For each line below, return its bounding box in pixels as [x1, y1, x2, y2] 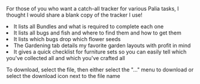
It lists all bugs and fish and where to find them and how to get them [14, 29, 181, 36]
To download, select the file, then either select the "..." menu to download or [6, 66, 194, 73]
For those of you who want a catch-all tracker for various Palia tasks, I [6, 5, 179, 12]
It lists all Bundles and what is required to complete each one [14, 23, 164, 30]
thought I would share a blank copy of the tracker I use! [6, 11, 143, 18]
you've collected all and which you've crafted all [6, 55, 125, 61]
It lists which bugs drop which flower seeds [14, 36, 121, 42]
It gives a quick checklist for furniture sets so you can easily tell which [14, 48, 187, 55]
